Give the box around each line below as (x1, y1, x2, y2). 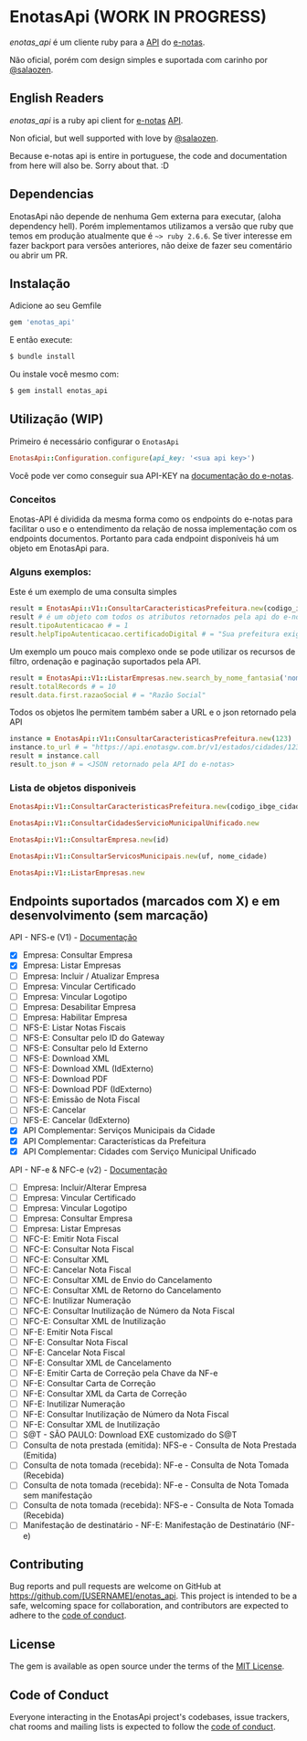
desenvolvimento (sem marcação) (9, 908, 208, 923)
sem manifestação (22, 1490, 93, 1501)
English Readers (9, 90, 104, 106)
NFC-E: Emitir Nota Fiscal (22, 1233, 119, 1244)
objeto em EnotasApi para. (9, 542, 110, 554)
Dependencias (9, 186, 94, 202)
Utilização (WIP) (9, 411, 104, 427)
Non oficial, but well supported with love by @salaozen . (9, 133, 219, 143)
